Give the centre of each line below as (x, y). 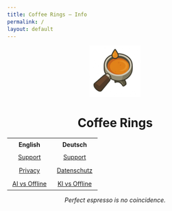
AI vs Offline (29, 184)
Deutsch (75, 145)
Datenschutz (75, 170)
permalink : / (26, 22)
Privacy (29, 170)
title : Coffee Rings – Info (47, 14)
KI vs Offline (75, 184)
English (29, 145)
